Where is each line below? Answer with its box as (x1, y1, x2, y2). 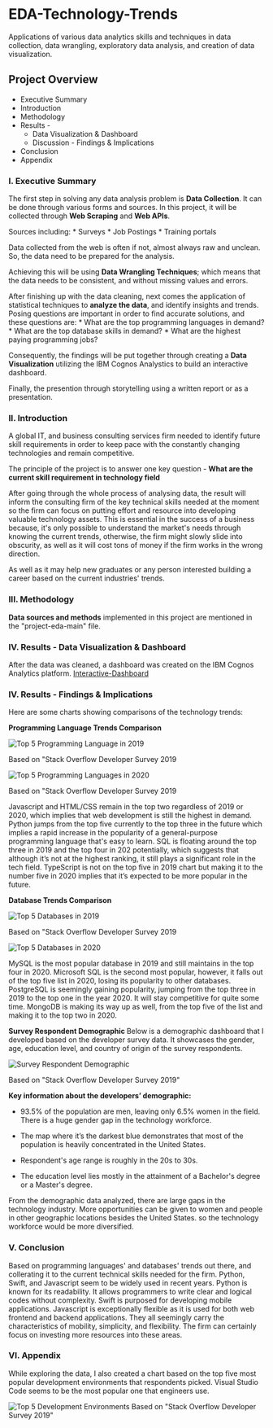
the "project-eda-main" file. (8, 620, 102, 631)
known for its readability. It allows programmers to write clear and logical (8, 1286, 252, 1296)
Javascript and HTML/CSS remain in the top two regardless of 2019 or (8, 802, 244, 812)
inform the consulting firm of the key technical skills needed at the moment (8, 497, 260, 507)
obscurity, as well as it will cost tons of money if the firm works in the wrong (8, 541, 263, 550)
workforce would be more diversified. (8, 1222, 134, 1232)
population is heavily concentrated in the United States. (19, 1140, 206, 1150)
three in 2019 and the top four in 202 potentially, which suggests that (8, 845, 240, 855)
